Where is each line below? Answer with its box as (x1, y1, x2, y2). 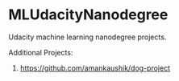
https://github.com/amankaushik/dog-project (19, 63, 171, 73)
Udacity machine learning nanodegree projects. (8, 32, 167, 42)
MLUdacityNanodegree (8, 6, 169, 24)
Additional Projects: (8, 47, 73, 57)
